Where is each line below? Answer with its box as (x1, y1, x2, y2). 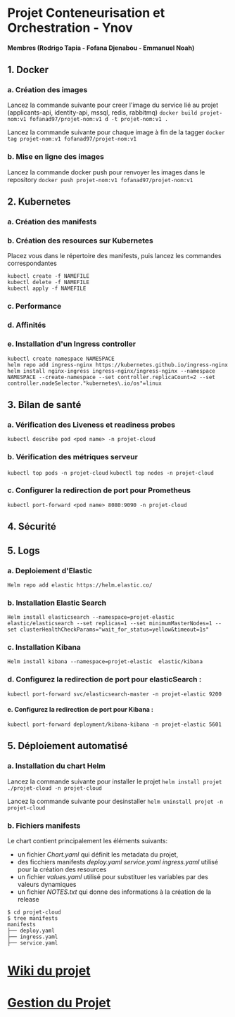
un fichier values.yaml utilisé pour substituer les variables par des (17, 872, 209, 881)
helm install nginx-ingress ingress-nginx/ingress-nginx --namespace (7, 367, 216, 374)
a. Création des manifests (7, 217, 97, 226)
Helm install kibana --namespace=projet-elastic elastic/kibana (7, 658, 203, 665)
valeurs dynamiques (17, 880, 77, 888)
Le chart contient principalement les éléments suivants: (7, 836, 168, 845)
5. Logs (7, 544, 40, 556)
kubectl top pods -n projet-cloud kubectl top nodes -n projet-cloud (7, 469, 215, 476)
